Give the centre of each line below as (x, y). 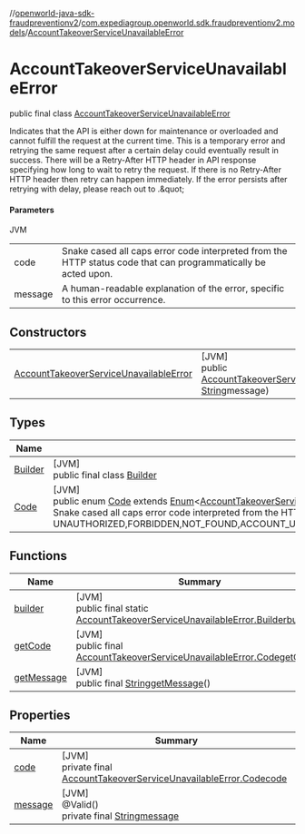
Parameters (32, 210)
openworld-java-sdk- (55, 13)
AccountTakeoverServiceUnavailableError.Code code (175, 779)
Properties (40, 715)
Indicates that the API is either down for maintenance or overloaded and (144, 131)
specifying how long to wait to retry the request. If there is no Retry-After (146, 169)
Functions (39, 556)
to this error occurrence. (114, 300)
